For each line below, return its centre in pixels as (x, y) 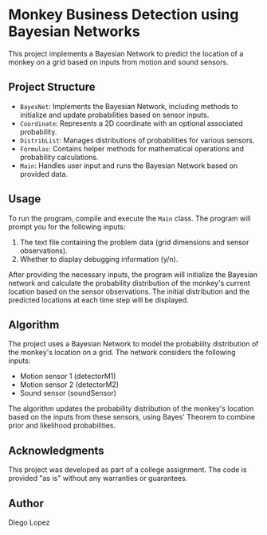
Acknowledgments (57, 450)
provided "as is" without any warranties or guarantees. (98, 478)
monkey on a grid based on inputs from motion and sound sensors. (118, 62)
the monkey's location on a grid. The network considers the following (122, 353)
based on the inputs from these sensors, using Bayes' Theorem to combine (132, 417)
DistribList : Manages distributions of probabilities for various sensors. (137, 140)
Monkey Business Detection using (124, 15)
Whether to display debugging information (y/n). (99, 259)
